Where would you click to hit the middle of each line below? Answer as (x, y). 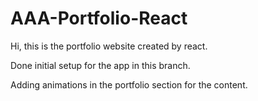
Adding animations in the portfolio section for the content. (129, 84)
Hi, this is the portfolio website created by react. (109, 46)
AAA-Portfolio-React (99, 18)
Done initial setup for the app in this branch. (100, 65)
